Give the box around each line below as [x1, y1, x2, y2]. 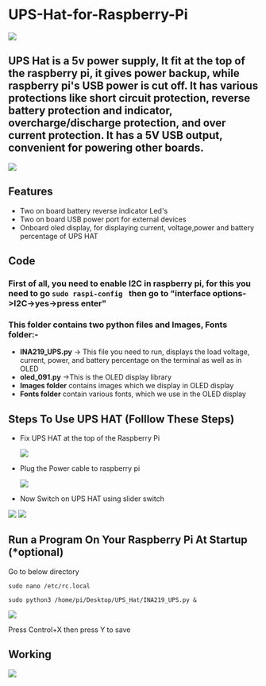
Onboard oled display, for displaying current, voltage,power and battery [19, 222, 255, 232]
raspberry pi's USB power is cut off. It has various [8, 79, 259, 93]
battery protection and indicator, [8, 104, 173, 118]
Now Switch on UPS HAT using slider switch [19, 494, 165, 503]
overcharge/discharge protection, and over [8, 117, 226, 130]
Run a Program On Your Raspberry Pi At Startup [8, 534, 248, 547]
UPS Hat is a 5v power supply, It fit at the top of [8, 54, 246, 68]
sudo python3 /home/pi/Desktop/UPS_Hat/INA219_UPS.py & [8, 595, 197, 604]
